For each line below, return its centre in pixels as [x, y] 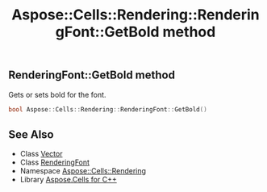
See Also [31, 134]
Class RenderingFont [55, 162]
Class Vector [41, 154]
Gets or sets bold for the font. [57, 94]
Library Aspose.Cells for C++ [68, 180]
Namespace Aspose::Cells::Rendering [83, 171]
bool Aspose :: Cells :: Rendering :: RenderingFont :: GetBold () [108, 109]
